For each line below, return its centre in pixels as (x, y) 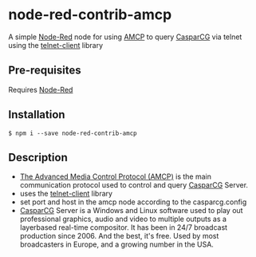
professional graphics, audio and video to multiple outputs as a (123, 219)
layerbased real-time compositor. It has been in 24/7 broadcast (124, 227)
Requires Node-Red (41, 89)
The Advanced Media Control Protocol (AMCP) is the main (115, 176)
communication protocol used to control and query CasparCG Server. (134, 185)
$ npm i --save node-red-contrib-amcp (73, 133)
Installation (37, 115)
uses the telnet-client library (66, 194)
